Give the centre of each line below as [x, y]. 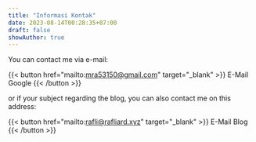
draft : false [29, 30]
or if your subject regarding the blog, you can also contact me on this [119, 98]
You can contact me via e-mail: [58, 60]
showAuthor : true [36, 37]
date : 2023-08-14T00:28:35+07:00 [63, 23]
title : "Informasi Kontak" [52, 15]
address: [22, 107]
